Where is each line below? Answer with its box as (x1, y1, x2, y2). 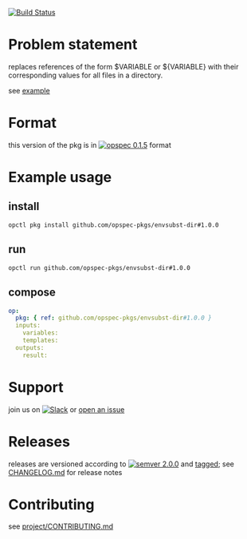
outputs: (15, 343, 45, 351)
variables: (22, 329, 59, 337)
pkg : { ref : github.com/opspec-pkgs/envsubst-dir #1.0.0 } (15, 314, 213, 323)
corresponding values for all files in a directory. (8, 70, 163, 80)
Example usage (8, 168, 112, 187)
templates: (22, 336, 59, 344)
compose (8, 286, 56, 299)
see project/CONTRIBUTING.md (8, 521, 114, 531)
